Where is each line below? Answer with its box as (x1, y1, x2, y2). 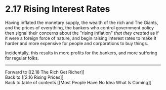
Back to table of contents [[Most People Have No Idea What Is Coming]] (5, 79, 152, 85)
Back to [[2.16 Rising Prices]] (5, 74, 64, 80)
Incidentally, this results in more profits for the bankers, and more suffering (5, 50, 158, 56)
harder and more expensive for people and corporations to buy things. (5, 40, 148, 46)
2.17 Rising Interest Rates (5, 3, 110, 15)
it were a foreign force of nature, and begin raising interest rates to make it (5, 35, 157, 41)
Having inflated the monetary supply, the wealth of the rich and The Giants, (5, 20, 158, 25)
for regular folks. (5, 55, 39, 61)
